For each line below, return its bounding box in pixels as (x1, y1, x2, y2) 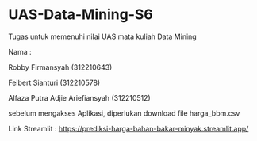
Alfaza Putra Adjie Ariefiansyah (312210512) (8, 93, 151, 102)
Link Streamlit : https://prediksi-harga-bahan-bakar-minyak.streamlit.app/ (8, 124, 249, 133)
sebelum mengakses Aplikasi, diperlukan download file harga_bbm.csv (8, 109, 240, 118)
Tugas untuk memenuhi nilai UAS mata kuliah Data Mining (8, 32, 197, 41)
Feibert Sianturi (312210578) (8, 78, 101, 87)
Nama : (8, 47, 32, 56)
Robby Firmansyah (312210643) (8, 62, 113, 72)
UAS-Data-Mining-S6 (8, 6, 153, 24)
